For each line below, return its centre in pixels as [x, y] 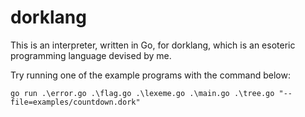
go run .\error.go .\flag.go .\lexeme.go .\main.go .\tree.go [142, 93]
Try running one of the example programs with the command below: [150, 75]
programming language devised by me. [91, 55]
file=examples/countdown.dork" [75, 102]
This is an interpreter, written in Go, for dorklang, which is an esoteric [153, 45]
